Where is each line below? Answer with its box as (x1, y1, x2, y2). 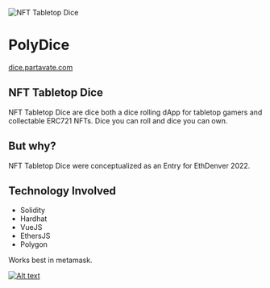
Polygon (19, 240, 48, 249)
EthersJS (19, 231, 51, 241)
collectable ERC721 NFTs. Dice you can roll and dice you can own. (8, 115, 228, 125)
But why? (8, 140, 56, 153)
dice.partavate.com (8, 62, 73, 72)
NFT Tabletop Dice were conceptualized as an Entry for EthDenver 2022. (8, 161, 251, 170)
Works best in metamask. (8, 255, 93, 265)
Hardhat (19, 214, 48, 223)
